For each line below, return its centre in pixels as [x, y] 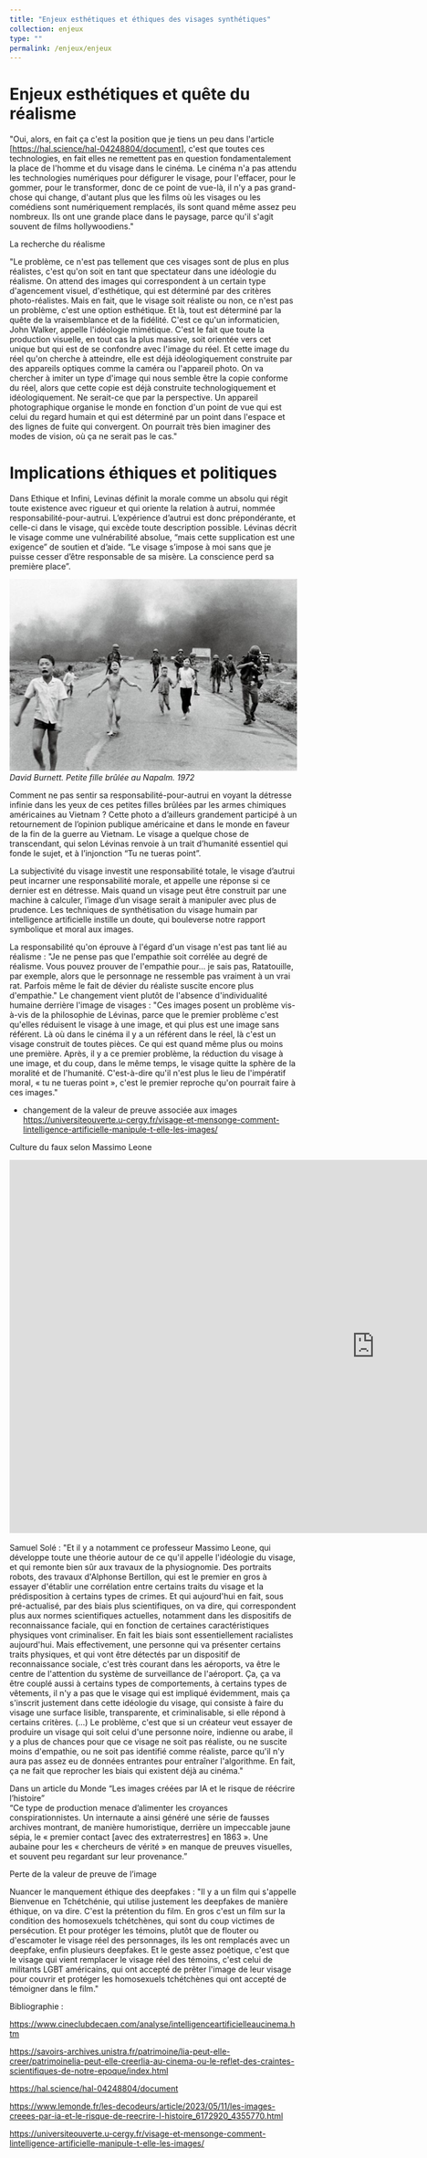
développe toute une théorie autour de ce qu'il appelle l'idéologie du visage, [152, 1557]
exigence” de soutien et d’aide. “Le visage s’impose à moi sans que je [141, 547]
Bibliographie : [36, 2006]
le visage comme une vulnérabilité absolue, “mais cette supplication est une [152, 538]
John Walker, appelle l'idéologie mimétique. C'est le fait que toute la [137, 330]
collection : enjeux [47, 29]
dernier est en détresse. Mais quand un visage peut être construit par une [148, 890]
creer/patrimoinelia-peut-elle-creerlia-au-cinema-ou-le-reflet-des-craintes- [152, 2061]
